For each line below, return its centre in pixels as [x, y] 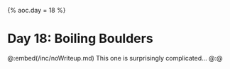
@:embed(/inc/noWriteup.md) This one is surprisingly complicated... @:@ [115, 58]
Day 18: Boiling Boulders [81, 39]
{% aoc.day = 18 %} [37, 10]
